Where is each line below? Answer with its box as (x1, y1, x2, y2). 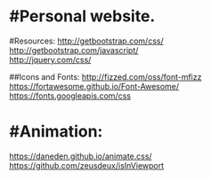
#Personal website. (9, 6, 156, 27)
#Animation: (9, 121, 103, 142)
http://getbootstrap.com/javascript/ (9, 44, 139, 55)
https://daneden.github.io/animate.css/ (9, 151, 153, 161)
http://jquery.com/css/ (9, 54, 92, 65)
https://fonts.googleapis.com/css (9, 90, 132, 101)
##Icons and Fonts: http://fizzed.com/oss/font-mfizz (9, 71, 202, 82)
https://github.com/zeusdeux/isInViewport (9, 160, 165, 170)
